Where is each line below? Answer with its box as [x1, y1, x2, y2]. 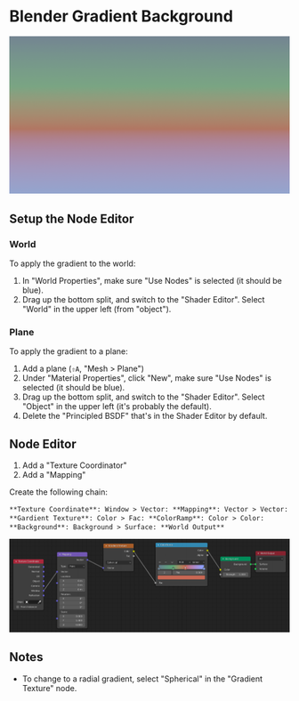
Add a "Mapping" [21, 470, 86, 480]
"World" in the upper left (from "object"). [21, 304, 172, 315]
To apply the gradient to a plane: [9, 346, 129, 357]
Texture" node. [21, 682, 77, 693]
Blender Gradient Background [9, 6, 234, 27]
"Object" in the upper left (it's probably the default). [21, 401, 212, 412]
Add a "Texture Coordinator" [21, 460, 127, 471]
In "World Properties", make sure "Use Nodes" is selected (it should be [21, 276, 282, 286]
